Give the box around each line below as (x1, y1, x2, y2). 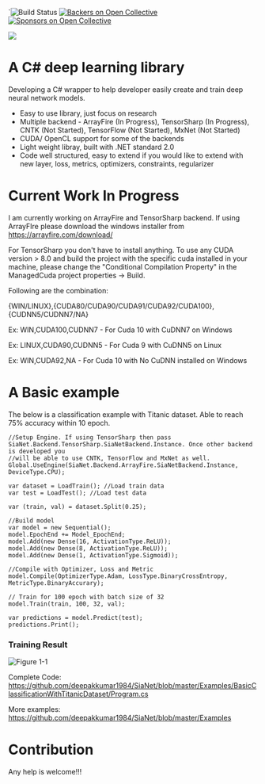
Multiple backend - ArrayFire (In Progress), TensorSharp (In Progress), (19, 117, 250, 126)
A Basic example (8, 384, 120, 402)
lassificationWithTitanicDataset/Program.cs (8, 690, 149, 699)
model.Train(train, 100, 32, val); (8, 599, 126, 608)
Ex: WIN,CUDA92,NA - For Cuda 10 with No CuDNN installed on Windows (8, 355, 248, 365)
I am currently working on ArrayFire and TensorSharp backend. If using (8, 212, 240, 222)
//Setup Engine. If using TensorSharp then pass (8, 433, 172, 442)
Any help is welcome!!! (8, 767, 82, 777)
